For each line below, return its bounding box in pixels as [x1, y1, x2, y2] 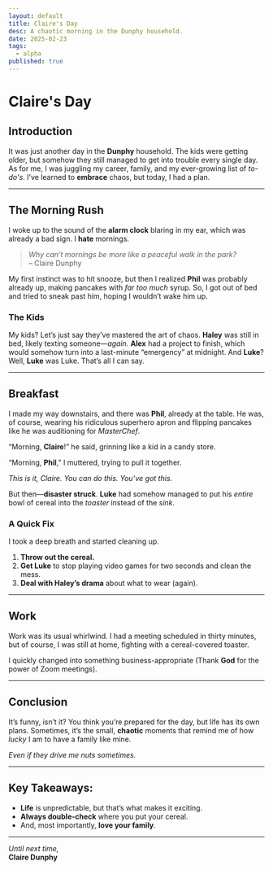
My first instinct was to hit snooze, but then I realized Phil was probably [8, 273, 248, 283]
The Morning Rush [8, 203, 104, 217]
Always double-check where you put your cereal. [19, 811, 188, 821]
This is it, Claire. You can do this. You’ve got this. [8, 473, 173, 483]
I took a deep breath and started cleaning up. [8, 536, 160, 546]
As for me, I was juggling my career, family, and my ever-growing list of [8, 164, 247, 173]
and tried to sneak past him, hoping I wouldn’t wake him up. [8, 291, 209, 301]
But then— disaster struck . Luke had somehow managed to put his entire [8, 489, 253, 499]
